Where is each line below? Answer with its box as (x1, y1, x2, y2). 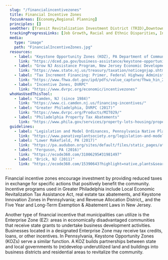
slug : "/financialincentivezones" (9, 7, 81, 13)
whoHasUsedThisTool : (9, 91, 52, 96)
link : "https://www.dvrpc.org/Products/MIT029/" (18, 110, 122, 115)
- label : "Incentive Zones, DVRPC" (14, 82, 88, 87)
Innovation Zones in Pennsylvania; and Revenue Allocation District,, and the (5, 196, 161, 202)
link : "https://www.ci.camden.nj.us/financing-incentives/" (18, 101, 146, 106)
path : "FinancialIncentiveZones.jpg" (14, 45, 93, 50)
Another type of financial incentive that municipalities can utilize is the (5, 211, 150, 217)
